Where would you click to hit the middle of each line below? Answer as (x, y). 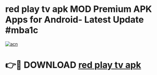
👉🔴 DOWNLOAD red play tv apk (73, 65)
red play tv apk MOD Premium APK (79, 9)
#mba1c (22, 30)
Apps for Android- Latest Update (74, 20)
